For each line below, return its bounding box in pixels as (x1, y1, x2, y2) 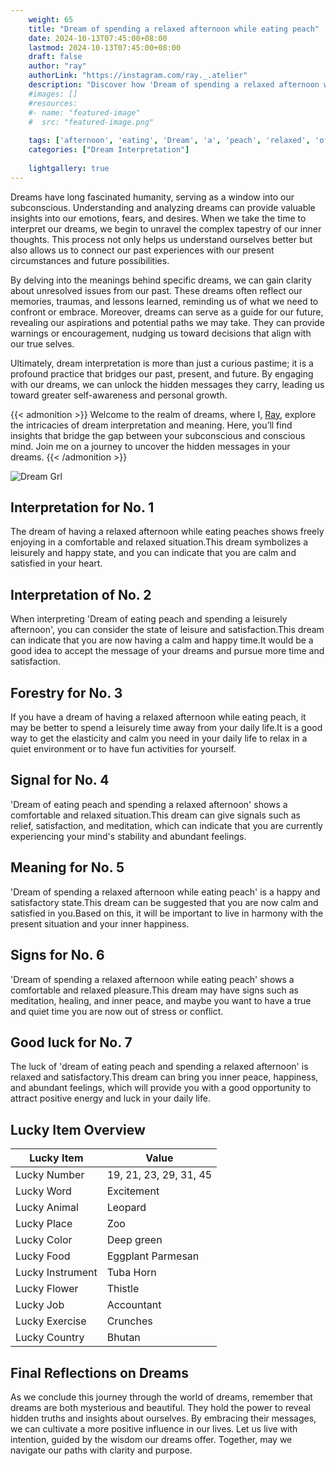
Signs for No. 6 (10, 947, 105, 964)
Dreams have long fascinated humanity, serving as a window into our (10, 191, 295, 203)
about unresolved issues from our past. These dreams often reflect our (10, 284, 303, 296)
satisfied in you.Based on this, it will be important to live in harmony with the (10, 907, 324, 919)
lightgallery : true (28, 163, 110, 173)
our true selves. (10, 337, 75, 350)
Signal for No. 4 (10, 772, 110, 789)
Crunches (106, 1314, 153, 1328)
